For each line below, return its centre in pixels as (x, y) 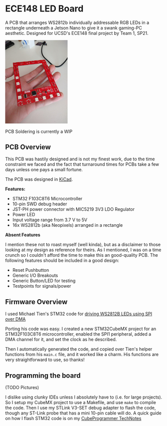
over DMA (15, 319)
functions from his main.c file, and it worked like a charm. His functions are (82, 355)
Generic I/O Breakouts (35, 276)
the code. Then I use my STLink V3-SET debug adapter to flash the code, (81, 408)
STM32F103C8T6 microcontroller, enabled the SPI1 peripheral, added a (78, 334)
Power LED (24, 215)
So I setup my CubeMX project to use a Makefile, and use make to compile (81, 403)
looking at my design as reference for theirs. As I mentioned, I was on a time (83, 250)
